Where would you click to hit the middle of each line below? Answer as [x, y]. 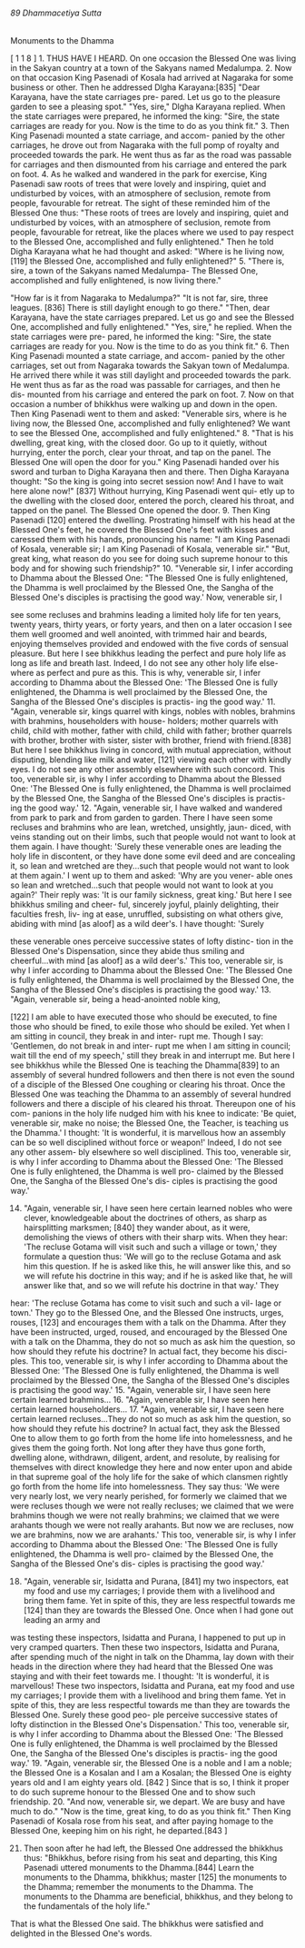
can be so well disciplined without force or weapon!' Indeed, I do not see [146, 1143]
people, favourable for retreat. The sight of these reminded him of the [140, 204]
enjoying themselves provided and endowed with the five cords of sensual [149, 644]
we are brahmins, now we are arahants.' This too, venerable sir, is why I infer [153, 1535]
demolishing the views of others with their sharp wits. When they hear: [156, 1237]
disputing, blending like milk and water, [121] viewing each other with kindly [151, 760]
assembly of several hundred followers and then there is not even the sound [152, 1075]
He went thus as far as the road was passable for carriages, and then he [145, 385]
